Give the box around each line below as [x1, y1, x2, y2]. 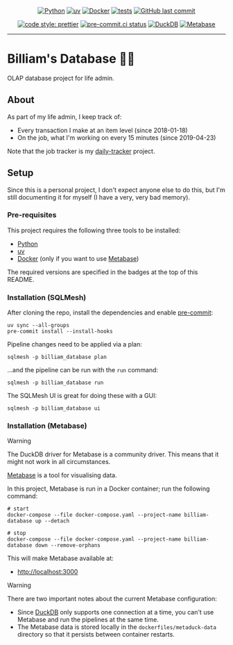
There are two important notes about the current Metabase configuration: [7, 595, 217, 603]
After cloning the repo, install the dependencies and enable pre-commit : [7, 308, 214, 317]
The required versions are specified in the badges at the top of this [7, 268, 198, 276]
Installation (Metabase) [7, 421, 87, 431]
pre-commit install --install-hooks [7, 328, 113, 335]
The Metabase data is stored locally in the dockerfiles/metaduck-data [17, 623, 217, 631]
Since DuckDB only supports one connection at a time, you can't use [17, 608, 214, 616]
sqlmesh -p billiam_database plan [7, 353, 107, 361]
